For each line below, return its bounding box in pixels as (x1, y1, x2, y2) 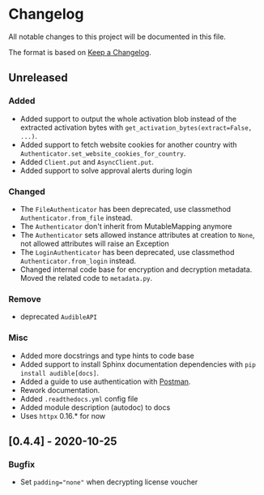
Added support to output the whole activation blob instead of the (19, 114, 237, 123)
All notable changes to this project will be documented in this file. (8, 32, 227, 41)
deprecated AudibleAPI (19, 312, 98, 321)
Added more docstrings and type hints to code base (19, 351, 194, 360)
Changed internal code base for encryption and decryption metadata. (19, 265, 253, 274)
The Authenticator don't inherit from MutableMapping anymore (19, 221, 232, 231)
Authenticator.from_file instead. (19, 213, 133, 222)
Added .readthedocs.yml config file (19, 394, 138, 403)
